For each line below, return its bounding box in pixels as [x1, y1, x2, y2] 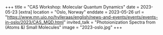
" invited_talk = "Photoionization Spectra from [63, 19, 156, 25]
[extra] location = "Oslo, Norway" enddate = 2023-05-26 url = [19, 9, 144, 15]
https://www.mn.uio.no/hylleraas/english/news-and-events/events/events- [7, 14, 158, 20]
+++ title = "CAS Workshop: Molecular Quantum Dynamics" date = [5, 4, 140, 10]
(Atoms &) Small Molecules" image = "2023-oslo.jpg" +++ [5, 24, 122, 30]
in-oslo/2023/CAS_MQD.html [5, 19, 64, 25]
